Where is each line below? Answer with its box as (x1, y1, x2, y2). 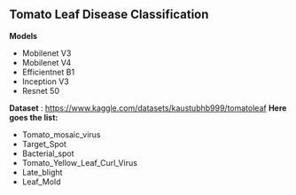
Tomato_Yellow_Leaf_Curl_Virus (21, 157, 137, 168)
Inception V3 (21, 75, 69, 87)
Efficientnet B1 (21, 66, 75, 77)
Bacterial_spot (21, 148, 74, 159)
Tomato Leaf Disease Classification (9, 7, 209, 22)
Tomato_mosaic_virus (21, 129, 101, 140)
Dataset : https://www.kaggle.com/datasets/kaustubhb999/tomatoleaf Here (9, 102, 287, 113)
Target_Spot (21, 138, 66, 149)
